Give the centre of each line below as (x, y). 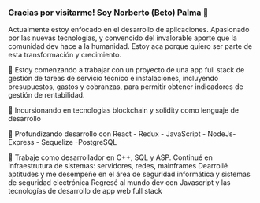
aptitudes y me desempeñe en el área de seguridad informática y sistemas (129, 174)
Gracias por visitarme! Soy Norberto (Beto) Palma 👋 (108, 13)
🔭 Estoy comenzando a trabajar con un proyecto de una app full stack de (126, 70)
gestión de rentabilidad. (46, 95)
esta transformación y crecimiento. (65, 55)
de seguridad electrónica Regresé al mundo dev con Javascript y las (119, 183)
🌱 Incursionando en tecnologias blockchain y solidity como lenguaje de (123, 110)
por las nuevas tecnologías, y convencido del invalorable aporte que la (123, 38)
